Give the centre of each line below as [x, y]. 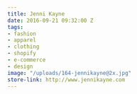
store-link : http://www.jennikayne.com [66, 80]
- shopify [22, 54]
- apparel [22, 40]
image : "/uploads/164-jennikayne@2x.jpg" [70, 73]
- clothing [23, 47]
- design [20, 66]
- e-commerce [27, 60]
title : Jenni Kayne [36, 14]
